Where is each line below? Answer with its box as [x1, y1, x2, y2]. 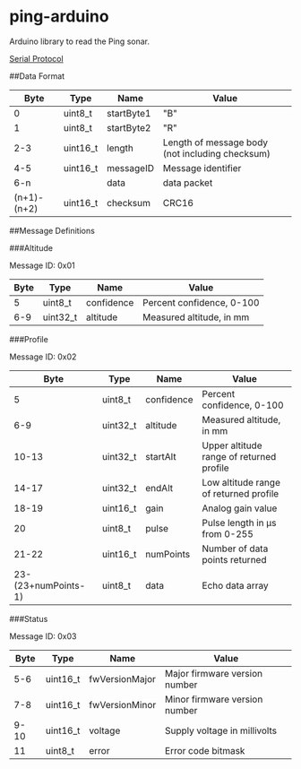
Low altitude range [202, 476, 280, 488]
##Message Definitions [9, 225, 96, 236]
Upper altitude [202, 439, 262, 452]
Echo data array [202, 579, 269, 592]
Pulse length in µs [202, 516, 277, 529]
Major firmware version [164, 667, 262, 679]
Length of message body [162, 136, 269, 149]
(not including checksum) [162, 147, 271, 160]
